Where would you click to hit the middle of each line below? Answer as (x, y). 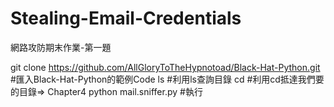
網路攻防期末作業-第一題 (61, 47)
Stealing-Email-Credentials (126, 18)
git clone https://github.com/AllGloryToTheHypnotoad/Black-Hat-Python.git (165, 67)
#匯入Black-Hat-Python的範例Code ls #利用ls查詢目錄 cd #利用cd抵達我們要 (167, 79)
